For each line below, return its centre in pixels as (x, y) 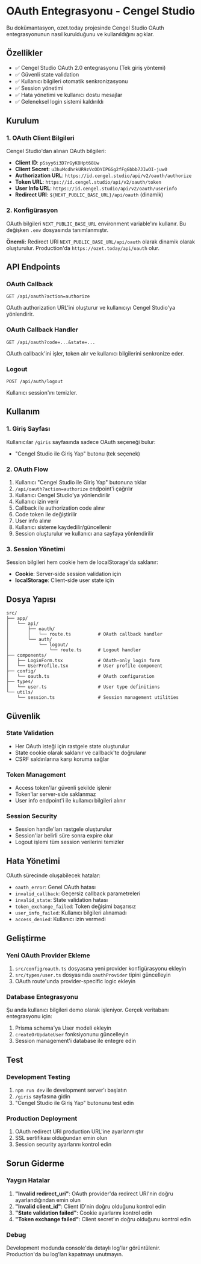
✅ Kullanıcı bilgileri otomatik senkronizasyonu (71, 81)
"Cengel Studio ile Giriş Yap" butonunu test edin (74, 1103)
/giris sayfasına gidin (42, 1096)
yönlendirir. (20, 314)
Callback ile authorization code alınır (60, 508)
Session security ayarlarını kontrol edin (63, 1144)
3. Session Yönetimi (36, 549)
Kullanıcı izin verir (37, 502)
